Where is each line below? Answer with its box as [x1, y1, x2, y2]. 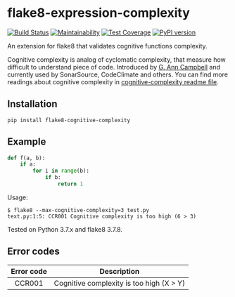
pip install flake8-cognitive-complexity [7, 117, 131, 124]
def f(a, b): [7, 154, 46, 161]
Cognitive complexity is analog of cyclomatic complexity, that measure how [7, 55, 227, 64]
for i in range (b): [32, 167, 90, 175]
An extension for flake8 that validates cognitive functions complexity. [7, 41, 208, 50]
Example [7, 136, 46, 148]
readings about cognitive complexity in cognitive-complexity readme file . [7, 77, 220, 86]
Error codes [7, 246, 60, 258]
